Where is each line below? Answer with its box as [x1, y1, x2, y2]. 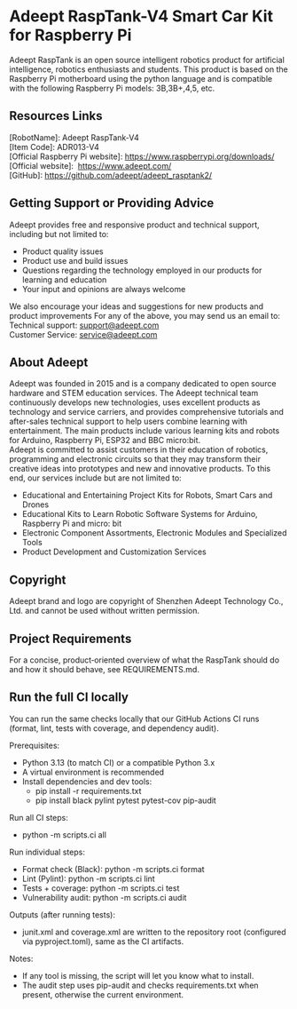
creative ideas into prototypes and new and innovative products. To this [9, 464, 271, 474]
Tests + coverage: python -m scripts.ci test [21, 882, 180, 894]
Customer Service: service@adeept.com [9, 329, 158, 339]
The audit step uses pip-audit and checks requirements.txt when [21, 980, 259, 990]
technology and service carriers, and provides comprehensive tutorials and [9, 407, 284, 417]
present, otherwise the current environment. [21, 989, 184, 1000]
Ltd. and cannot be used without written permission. [9, 606, 199, 616]
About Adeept [9, 354, 89, 369]
